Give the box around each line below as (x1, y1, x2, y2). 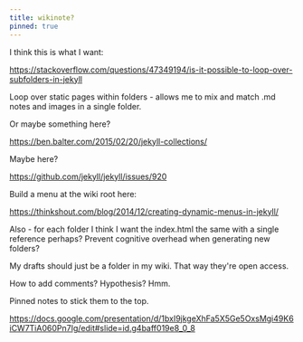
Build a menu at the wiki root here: (9, 188, 137, 199)
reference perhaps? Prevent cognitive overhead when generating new (9, 233, 270, 244)
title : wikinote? (9, 13, 75, 23)
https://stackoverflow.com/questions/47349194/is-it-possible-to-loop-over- (9, 64, 293, 75)
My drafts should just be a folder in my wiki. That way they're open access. (9, 260, 289, 271)
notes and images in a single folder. (9, 100, 142, 111)
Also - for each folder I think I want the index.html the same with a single (9, 223, 279, 234)
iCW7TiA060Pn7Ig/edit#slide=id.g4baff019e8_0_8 (9, 322, 196, 333)
